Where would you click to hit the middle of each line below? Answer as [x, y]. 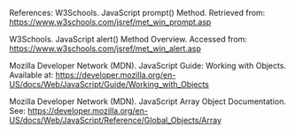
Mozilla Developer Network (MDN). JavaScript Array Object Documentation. [147, 101]
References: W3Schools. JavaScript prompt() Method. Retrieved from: [137, 13]
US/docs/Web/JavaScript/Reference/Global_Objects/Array [116, 120]
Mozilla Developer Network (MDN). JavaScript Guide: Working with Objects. [147, 66]
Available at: [31, 75]
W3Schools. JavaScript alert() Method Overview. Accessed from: [128, 39]
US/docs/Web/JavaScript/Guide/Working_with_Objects [109, 84]
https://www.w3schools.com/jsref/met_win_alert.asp [105, 48]
